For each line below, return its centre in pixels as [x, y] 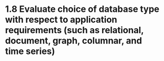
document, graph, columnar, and [74, 41]
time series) [30, 51]
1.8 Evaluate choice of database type [82, 9]
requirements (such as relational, [75, 30]
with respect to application [61, 20]
